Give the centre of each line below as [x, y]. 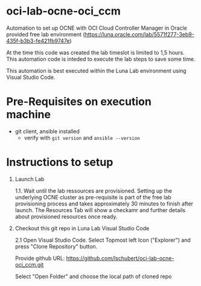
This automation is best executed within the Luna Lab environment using [96, 70]
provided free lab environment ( [46, 34]
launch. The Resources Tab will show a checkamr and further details [100, 210]
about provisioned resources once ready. [66, 216]
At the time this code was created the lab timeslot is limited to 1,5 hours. [96, 52]
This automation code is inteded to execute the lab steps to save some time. [101, 59]
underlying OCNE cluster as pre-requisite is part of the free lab [93, 197]
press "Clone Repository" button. [56, 246]
